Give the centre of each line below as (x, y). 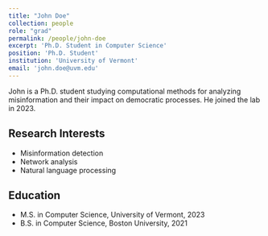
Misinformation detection (62, 153)
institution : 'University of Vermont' (73, 61)
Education (35, 195)
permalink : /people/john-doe (57, 38)
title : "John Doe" (39, 16)
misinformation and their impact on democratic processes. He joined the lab (134, 99)
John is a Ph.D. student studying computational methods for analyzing (125, 91)
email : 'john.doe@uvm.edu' (54, 68)
